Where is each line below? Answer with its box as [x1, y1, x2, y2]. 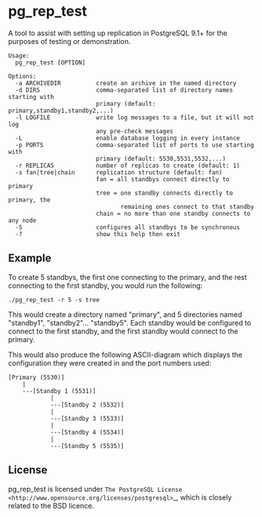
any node [8, 217, 37, 224]
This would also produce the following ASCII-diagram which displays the [8, 350, 243, 359]
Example [8, 252, 52, 265]
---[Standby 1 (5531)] [22, 387, 96, 395]
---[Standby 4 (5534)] [49, 428, 125, 436]
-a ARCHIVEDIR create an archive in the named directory [15, 79, 237, 87]
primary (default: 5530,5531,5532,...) [95, 155, 226, 162]
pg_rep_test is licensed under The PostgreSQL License [8, 484, 183, 493]
